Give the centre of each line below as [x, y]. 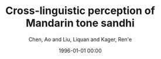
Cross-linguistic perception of [80, 11]
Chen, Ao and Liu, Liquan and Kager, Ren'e [80, 39]
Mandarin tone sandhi [80, 23]
